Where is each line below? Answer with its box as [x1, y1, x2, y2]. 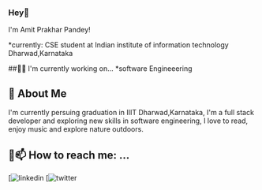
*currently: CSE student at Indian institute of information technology [8, 40, 229, 50]
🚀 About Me [8, 87, 67, 100]
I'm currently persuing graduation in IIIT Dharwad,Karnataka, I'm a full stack [8, 108, 255, 117]
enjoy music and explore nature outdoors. [8, 125, 144, 134]
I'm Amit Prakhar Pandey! [8, 25, 91, 35]
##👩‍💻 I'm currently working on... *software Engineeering [8, 64, 193, 73]
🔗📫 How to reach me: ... [8, 148, 130, 162]
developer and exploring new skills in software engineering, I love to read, [8, 116, 249, 125]
